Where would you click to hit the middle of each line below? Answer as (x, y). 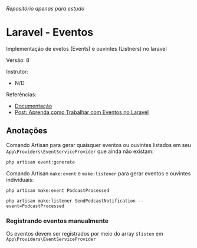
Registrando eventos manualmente (58, 221)
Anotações (27, 131)
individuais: (20, 180)
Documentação (33, 106)
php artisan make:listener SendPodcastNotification (71, 201)
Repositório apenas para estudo (45, 9)
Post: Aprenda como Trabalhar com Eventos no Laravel (82, 112)
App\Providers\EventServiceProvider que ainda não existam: (80, 151)
